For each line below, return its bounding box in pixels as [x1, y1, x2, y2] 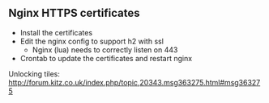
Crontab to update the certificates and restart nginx [19, 53, 193, 63]
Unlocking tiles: [8, 68, 61, 79]
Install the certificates [19, 27, 93, 37]
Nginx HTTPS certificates [8, 6, 140, 20]
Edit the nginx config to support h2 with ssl [19, 36, 164, 46]
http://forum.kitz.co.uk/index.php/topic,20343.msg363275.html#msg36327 [8, 77, 261, 87]
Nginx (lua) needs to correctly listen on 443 [32, 44, 178, 55]
